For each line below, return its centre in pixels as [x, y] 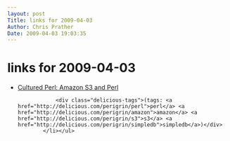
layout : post [26, 14]
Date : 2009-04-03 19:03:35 [47, 33]
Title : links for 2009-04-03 [50, 20]
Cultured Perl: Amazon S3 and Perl [68, 88]
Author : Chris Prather [40, 27]
